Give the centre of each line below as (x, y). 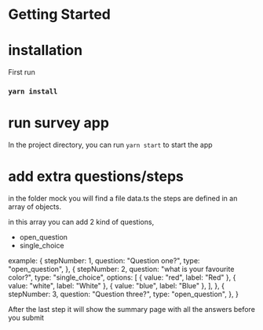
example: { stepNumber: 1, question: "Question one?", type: (104, 260)
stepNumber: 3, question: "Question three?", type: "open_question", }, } (124, 294)
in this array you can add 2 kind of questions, (81, 222)
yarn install (33, 92)
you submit (26, 317)
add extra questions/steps (96, 176)
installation (46, 51)
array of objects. (35, 207)
